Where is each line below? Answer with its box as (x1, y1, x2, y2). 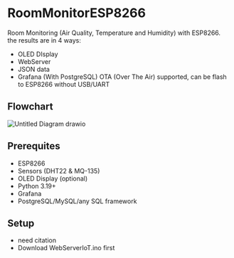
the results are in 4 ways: (7, 36, 82, 44)
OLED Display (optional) (17, 174, 88, 183)
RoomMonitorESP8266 (7, 5, 146, 21)
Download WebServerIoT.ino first (17, 244, 115, 252)
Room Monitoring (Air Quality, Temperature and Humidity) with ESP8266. (7, 28, 221, 37)
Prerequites (7, 140, 60, 152)
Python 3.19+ (17, 181, 57, 190)
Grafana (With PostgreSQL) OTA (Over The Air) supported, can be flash (17, 72, 228, 81)
